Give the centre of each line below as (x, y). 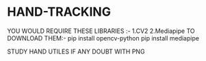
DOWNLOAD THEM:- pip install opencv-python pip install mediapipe (103, 38)
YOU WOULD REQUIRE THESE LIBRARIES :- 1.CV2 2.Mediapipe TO (101, 31)
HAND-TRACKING (59, 12)
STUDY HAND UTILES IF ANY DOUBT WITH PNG (76, 51)
